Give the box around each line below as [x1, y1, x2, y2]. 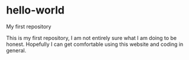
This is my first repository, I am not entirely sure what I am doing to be [6, 34, 177, 41]
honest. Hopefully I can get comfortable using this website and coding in [6, 41, 184, 48]
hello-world [6, 4, 65, 17]
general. [6, 46, 27, 54]
